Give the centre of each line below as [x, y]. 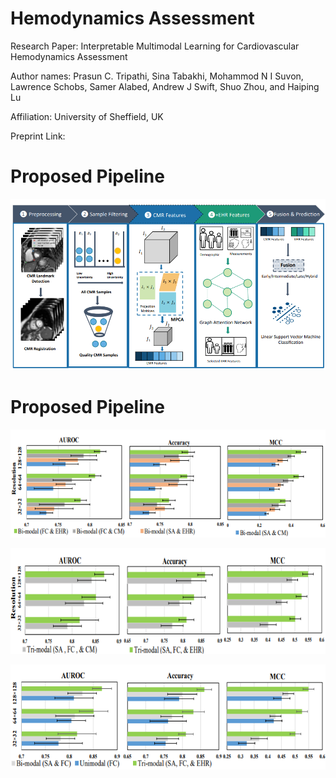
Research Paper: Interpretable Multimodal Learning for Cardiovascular [155, 46]
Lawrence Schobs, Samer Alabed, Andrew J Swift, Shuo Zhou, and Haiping [165, 86]
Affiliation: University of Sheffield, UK [87, 116]
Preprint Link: [38, 136]
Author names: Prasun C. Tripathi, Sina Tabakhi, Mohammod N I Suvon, [157, 76]
